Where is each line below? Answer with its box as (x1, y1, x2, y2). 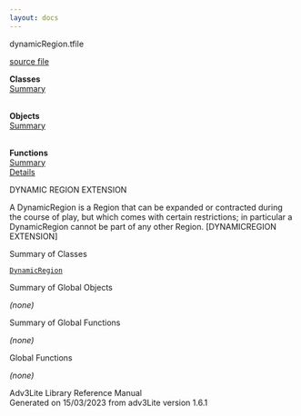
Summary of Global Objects (9, 282, 114, 292)
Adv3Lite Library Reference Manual (9, 387, 143, 398)
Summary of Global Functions (9, 317, 121, 328)
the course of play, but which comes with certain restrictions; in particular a (9, 211, 293, 223)
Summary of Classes (9, 248, 88, 259)
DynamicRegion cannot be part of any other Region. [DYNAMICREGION (9, 221, 277, 232)
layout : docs (9, 13, 59, 23)
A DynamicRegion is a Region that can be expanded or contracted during (9, 202, 284, 213)
